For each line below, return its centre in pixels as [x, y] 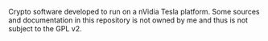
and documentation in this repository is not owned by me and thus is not [128, 20]
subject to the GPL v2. [45, 29]
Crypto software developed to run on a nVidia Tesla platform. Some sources [134, 12]
